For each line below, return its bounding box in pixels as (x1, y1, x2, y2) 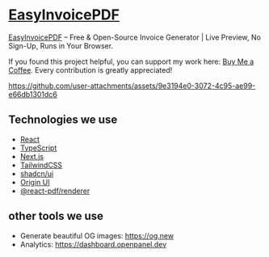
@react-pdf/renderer (19, 186, 90, 196)
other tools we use (8, 209, 103, 223)
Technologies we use (8, 113, 118, 127)
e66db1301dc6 (8, 89, 58, 99)
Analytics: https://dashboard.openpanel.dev (19, 239, 167, 249)
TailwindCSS (19, 160, 63, 170)
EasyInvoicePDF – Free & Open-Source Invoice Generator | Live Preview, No (8, 32, 261, 42)
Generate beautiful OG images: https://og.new (19, 230, 174, 240)
